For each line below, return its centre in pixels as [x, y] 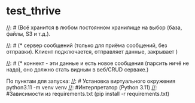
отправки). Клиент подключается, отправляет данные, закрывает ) [92, 51]
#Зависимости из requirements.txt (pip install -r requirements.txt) [88, 93]
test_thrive [33, 11]
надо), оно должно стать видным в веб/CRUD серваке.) [77, 69]
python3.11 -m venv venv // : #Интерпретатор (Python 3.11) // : [82, 87]
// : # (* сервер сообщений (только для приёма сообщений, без [87, 45]
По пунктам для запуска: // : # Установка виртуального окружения [91, 81]
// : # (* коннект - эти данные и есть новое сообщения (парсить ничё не [98, 63]
